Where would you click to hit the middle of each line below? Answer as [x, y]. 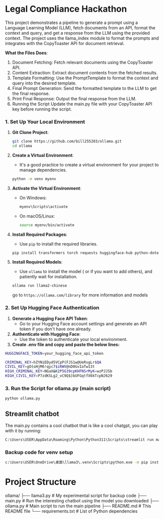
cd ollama [22, 146]
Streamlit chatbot [32, 414]
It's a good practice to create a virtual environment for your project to [89, 164]
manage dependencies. [43, 170]
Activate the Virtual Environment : [47, 188]
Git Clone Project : [30, 133]
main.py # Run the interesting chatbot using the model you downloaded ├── [82, 501]
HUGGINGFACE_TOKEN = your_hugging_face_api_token [54, 353]
